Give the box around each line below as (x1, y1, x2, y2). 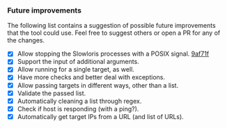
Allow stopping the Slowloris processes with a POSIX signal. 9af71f (17, 49, 210, 58)
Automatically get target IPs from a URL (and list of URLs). (17, 112, 185, 120)
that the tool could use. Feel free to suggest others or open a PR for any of (7, 29, 221, 37)
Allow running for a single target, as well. (17, 65, 134, 74)
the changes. (7, 36, 45, 45)
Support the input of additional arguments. (17, 58, 139, 66)
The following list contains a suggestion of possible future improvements (7, 22, 216, 30)
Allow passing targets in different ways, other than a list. (17, 81, 179, 89)
